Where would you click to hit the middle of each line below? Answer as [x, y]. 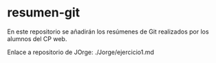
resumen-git [44, 13]
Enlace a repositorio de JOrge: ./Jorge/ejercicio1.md [81, 52]
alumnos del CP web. [37, 38]
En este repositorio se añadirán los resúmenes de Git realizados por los [108, 32]
